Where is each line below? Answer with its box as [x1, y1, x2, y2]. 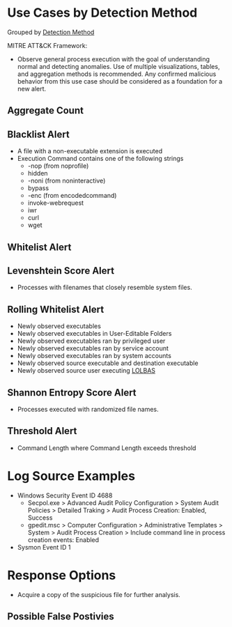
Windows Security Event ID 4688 [17, 491, 113, 500]
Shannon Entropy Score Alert [7, 387, 137, 398]
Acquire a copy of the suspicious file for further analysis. [17, 590, 181, 598]
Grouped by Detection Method [7, 28, 95, 36]
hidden [27, 169, 48, 178]
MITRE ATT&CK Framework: [7, 41, 88, 49]
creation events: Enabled [27, 535, 100, 544]
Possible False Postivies [7, 611, 115, 623]
